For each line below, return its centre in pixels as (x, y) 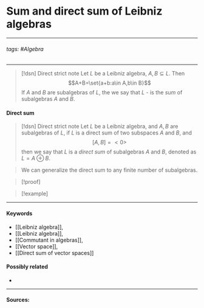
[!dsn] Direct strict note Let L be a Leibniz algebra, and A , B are (100, 127)
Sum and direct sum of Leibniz (84, 11)
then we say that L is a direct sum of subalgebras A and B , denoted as (109, 152)
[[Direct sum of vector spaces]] (54, 253)
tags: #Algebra (25, 49)
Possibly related (27, 267)
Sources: (18, 300)
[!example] (35, 194)
